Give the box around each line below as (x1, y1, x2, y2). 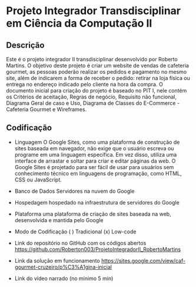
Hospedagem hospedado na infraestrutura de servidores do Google (14, 199, 180, 206)
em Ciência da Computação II (6, 17, 152, 30)
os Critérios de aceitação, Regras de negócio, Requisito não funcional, (6, 93, 177, 100)
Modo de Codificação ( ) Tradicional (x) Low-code (14, 228, 137, 235)
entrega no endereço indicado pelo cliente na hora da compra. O (6, 81, 163, 88)
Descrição (6, 40, 45, 50)
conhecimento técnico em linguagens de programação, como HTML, (14, 170, 182, 177)
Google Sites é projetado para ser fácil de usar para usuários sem (14, 163, 174, 170)
